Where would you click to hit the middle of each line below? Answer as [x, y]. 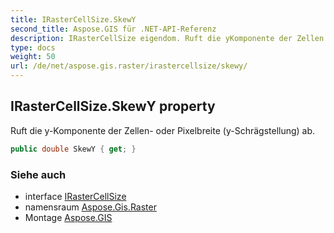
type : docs [33, 47]
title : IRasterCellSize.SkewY [73, 19]
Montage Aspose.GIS [68, 217]
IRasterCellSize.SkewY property [113, 106]
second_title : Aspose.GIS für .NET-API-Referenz [113, 29]
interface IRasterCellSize [75, 196]
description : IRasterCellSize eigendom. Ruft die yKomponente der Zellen [167, 38]
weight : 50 [33, 57]
